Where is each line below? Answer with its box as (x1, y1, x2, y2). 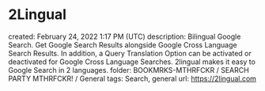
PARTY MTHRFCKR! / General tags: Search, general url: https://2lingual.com (8, 74, 257, 83)
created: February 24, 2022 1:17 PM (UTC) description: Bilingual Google (8, 32, 241, 41)
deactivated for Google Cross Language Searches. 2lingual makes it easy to (8, 57, 256, 66)
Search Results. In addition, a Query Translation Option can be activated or (8, 48, 252, 58)
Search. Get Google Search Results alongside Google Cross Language (8, 40, 237, 49)
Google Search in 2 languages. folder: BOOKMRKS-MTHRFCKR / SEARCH (8, 65, 249, 74)
